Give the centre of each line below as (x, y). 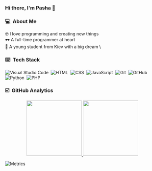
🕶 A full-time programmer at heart (40, 40)
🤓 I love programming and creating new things (52, 34)
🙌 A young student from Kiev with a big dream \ (53, 47)
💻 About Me (21, 21)
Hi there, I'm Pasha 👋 (30, 8)
